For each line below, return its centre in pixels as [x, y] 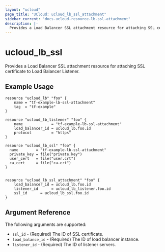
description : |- [22, 23]
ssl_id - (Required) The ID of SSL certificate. [58, 234]
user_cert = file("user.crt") [43, 158]
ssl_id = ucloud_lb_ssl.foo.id [52, 193]
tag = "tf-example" [35, 107]
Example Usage [29, 87]
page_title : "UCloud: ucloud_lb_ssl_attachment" [56, 14]
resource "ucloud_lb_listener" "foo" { [46, 120]
